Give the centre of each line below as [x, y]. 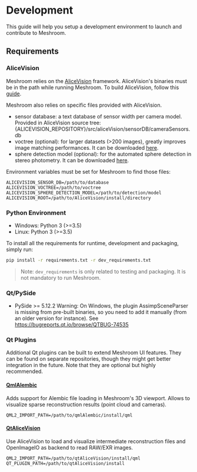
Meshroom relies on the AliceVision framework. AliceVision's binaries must [96, 81]
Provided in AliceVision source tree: [58, 123]
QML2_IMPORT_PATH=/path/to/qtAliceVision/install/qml [74, 458]
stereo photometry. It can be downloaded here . [72, 160]
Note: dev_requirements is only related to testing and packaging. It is [103, 271]
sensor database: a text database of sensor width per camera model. [98, 116]
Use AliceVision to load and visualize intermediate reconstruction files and [96, 441]
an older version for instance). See [56, 318]
